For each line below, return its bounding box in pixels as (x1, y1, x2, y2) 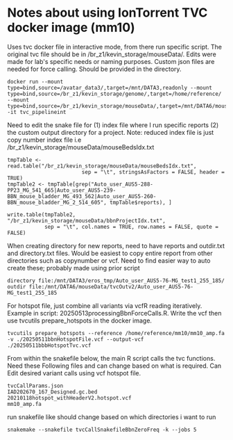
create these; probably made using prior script (7, 263, 140, 272)
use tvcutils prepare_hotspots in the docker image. (7, 316, 153, 325)
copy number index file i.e (7, 136, 82, 144)
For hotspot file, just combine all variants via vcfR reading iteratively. (7, 301, 202, 310)
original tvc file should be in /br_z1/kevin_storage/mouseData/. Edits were (7, 50, 216, 58)
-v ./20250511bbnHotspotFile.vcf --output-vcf (7, 336, 144, 343)
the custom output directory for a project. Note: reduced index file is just (7, 128, 214, 136)
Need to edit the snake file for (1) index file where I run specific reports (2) (7, 120, 219, 129)
